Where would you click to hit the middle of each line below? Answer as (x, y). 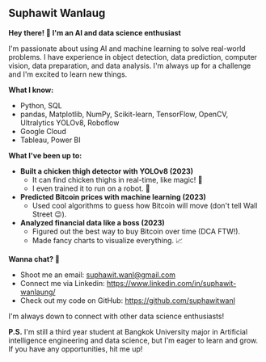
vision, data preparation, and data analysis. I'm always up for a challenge (130, 65)
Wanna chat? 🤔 (34, 259)
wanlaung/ (38, 292)
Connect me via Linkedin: (62, 283)
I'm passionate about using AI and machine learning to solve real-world (127, 48)
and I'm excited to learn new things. (68, 74)
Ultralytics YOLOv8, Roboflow (70, 122)
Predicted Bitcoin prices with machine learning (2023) (113, 196)
